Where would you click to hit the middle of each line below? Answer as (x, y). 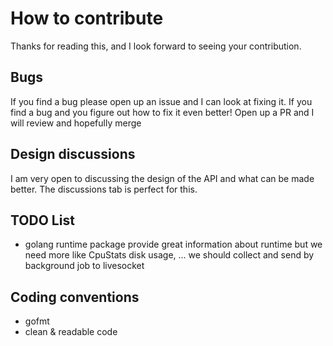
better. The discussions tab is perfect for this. (104, 189)
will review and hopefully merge (76, 123)
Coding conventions (75, 297)
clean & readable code (71, 332)
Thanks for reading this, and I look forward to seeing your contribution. (156, 46)
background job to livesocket (84, 266)
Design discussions (73, 154)
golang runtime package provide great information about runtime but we (173, 244)
